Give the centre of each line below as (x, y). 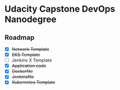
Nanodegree (31, 19)
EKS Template (26, 55)
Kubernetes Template (33, 82)
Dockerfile (22, 71)
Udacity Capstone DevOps (60, 9)
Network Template (30, 49)
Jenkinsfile (23, 77)
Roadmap (20, 37)
